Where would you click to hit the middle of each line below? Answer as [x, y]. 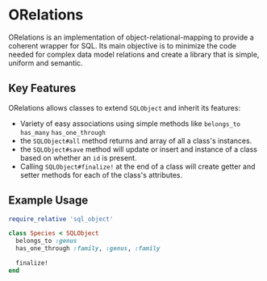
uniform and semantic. [46, 63]
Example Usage [48, 201]
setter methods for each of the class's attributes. [101, 174]
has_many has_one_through [63, 132]
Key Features [42, 88]
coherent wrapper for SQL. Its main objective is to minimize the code [122, 45]
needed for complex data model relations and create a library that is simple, [134, 54]
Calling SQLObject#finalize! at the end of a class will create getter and [138, 166]
